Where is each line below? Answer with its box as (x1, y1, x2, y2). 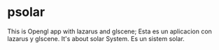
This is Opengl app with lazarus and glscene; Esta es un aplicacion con (7, 27, 212, 35)
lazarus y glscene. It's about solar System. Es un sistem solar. (7, 34, 185, 42)
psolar (7, 4, 45, 20)
